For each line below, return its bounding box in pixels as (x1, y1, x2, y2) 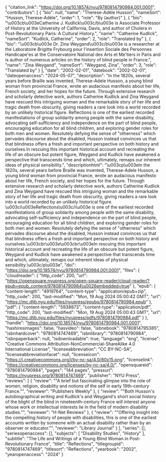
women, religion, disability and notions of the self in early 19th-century (5, 383, 150, 389)
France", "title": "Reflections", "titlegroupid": (34, 441, 124, 447)
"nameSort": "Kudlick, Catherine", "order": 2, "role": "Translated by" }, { (5, 36, 151, 42)
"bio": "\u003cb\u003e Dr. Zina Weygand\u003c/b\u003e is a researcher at (5, 41, 160, 47)
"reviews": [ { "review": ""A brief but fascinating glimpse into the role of (5, 378, 151, 383)
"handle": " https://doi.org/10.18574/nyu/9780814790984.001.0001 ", (5, 320, 142, 326)
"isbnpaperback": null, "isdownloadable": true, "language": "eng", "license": (5, 336, 160, 341)
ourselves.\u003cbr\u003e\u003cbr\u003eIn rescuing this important (5, 241, 146, 247)
